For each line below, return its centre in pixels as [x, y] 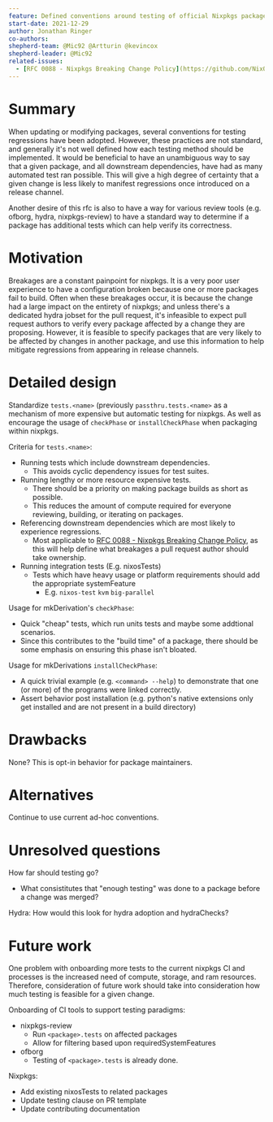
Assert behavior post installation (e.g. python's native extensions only [136, 698]
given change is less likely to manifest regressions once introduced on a [129, 183]
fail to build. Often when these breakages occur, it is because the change [131, 298]
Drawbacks [48, 739]
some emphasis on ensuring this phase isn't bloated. [108, 649]
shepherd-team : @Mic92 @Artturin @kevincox [83, 46]
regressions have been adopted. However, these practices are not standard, [136, 140]
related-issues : [36, 62]
